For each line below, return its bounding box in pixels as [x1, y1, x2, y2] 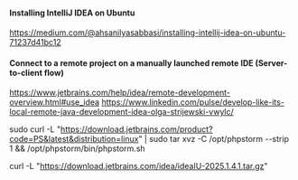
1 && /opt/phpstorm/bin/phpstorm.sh [9, 143, 146, 154]
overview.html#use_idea [9, 97, 100, 108]
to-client [9, 67, 43, 78]
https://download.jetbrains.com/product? [60, 124, 214, 135]
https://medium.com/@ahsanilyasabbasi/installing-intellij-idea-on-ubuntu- [9, 27, 286, 38]
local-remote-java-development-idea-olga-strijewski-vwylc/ [9, 107, 235, 118]
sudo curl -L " [9, 124, 61, 135]
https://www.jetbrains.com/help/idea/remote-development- [9, 87, 231, 99]
